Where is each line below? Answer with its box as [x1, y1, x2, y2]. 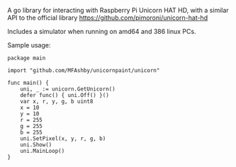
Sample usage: [7, 41, 51, 49]
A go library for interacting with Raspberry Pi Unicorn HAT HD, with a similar [7, 6, 229, 14]
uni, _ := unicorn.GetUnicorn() [20, 86, 116, 93]
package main [7, 54, 46, 62]
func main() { [7, 79, 50, 86]
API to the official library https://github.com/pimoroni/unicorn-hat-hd [7, 13, 208, 22]
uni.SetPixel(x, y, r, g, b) [20, 135, 106, 142]
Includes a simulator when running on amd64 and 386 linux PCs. [7, 28, 196, 35]
